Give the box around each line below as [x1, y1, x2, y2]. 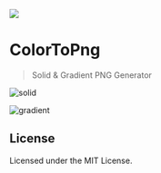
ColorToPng [9, 40, 101, 61]
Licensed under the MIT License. [9, 155, 133, 166]
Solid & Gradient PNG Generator [31, 69, 153, 81]
